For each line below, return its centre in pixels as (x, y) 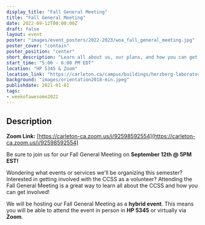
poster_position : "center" (41, 52)
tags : (13, 91)
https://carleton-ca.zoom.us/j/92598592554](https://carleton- (117, 136)
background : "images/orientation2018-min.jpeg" (68, 80)
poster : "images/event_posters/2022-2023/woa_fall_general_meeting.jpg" (101, 40)
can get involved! (28, 192)
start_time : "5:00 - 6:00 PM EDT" (50, 63)
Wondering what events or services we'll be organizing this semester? (95, 172)
